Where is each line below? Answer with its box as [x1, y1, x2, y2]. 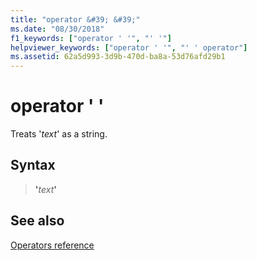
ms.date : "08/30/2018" [10, 24, 105, 34]
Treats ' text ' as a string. [10, 128, 108, 140]
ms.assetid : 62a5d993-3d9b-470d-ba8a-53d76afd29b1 [10, 52, 226, 62]
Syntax [10, 157, 56, 174]
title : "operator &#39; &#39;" [10, 14, 141, 25]
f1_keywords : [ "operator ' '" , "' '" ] [10, 33, 172, 43]
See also [10, 212, 65, 230]
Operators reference [10, 239, 95, 251]
